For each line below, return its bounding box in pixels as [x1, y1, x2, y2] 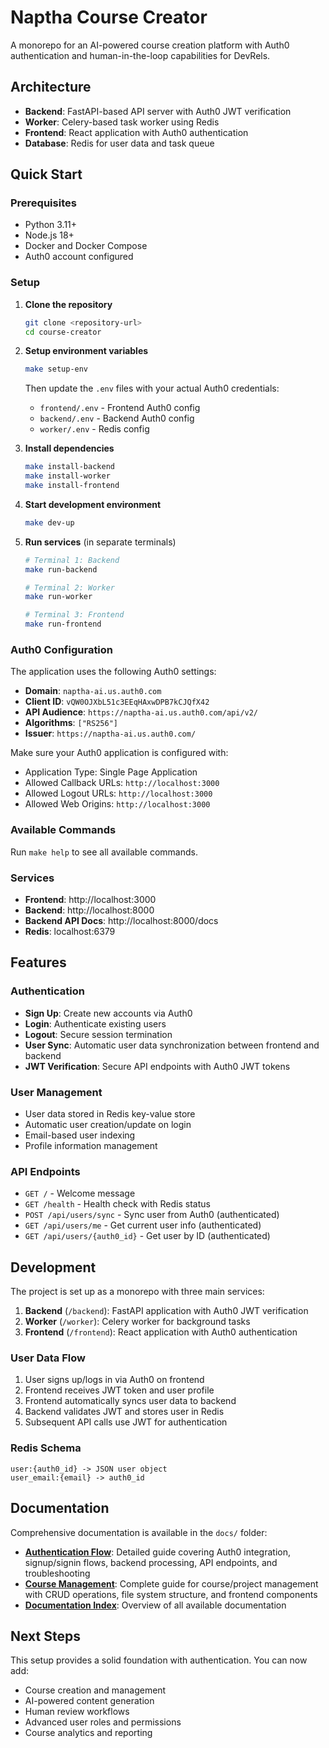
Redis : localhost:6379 [24, 926, 116, 937]
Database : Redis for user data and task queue [24, 137, 215, 149]
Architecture [10, 79, 92, 96]
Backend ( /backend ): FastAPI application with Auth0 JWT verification [24, 1305, 309, 1317]
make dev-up [24, 517, 75, 528]
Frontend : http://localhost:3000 [24, 894, 157, 905]
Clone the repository [24, 298, 113, 310]
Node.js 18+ [24, 229, 75, 241]
